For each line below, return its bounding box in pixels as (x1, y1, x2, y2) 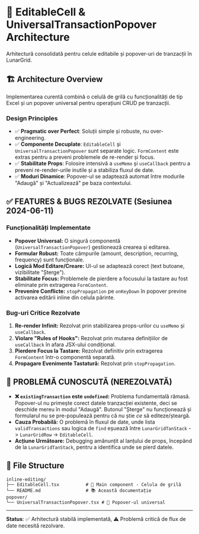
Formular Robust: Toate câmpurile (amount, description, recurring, (14, 250, 179, 257)
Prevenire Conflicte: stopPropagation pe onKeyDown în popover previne (14, 287, 187, 295)
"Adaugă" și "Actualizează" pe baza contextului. (14, 180, 132, 187)
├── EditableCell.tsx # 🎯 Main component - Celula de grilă (6, 481, 182, 488)
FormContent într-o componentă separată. (14, 354, 115, 361)
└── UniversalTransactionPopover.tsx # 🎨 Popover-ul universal (6, 499, 166, 506)
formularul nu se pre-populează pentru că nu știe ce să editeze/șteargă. (14, 412, 191, 419)
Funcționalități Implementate (6, 223, 91, 232)
